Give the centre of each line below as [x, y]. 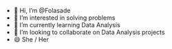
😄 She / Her [31, 39]
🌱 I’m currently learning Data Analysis [67, 25]
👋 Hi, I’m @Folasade [42, 11]
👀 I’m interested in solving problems [64, 18]
